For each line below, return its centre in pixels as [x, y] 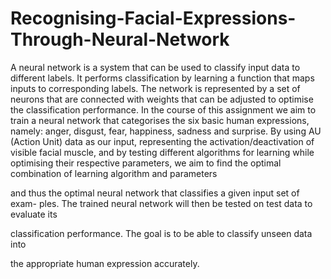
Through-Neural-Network [120, 39]
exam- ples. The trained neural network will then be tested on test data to [161, 203]
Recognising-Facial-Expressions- [153, 18]
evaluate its [34, 214]
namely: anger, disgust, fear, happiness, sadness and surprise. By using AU [166, 131]
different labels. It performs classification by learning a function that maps [162, 78]
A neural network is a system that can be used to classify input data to [155, 67]
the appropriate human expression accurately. [105, 263]
